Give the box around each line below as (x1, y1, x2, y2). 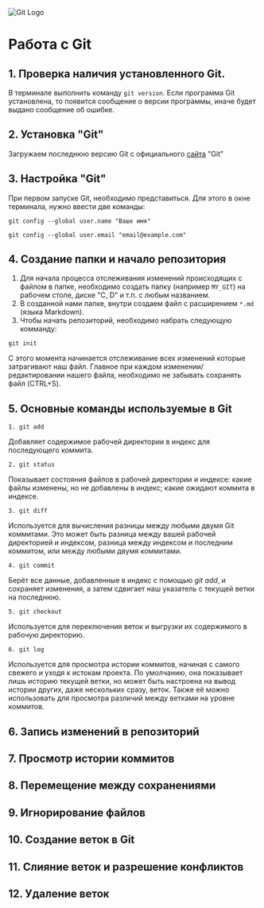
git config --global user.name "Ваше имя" (8, 217, 151, 225)
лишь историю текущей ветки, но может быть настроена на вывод (8, 677, 236, 686)
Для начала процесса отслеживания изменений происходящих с (19, 274, 243, 283)
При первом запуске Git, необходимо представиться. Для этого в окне (8, 193, 250, 203)
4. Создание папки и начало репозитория (8, 253, 227, 266)
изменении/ (163, 362, 204, 371)
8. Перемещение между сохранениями (8, 779, 216, 793)
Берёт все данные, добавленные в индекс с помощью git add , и (8, 576, 227, 585)
